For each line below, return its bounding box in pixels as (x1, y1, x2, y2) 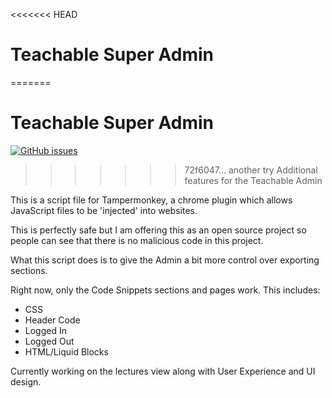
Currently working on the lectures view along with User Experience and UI (10, 365, 316, 377)
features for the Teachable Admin (184, 174, 323, 186)
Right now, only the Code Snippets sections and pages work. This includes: (10, 284, 321, 296)
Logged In (24, 324, 67, 336)
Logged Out (24, 335, 75, 347)
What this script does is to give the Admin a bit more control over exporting (10, 254, 320, 266)
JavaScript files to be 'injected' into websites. (10, 204, 198, 216)
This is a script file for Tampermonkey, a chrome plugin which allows (10, 194, 293, 206)
